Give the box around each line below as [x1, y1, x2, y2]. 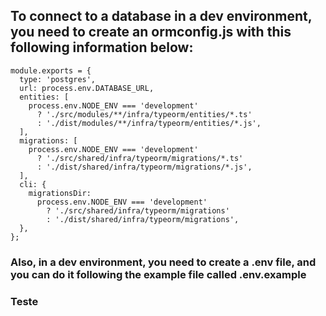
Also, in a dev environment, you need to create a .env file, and [10, 255, 317, 269]
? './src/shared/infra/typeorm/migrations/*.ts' [36, 153, 244, 163]
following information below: [10, 39, 194, 56]
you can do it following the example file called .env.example [10, 267, 307, 281]
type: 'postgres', [19, 74, 97, 84]
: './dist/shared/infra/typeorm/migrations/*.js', [36, 162, 253, 172]
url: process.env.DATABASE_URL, [19, 83, 155, 93]
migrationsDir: [28, 188, 92, 198]
